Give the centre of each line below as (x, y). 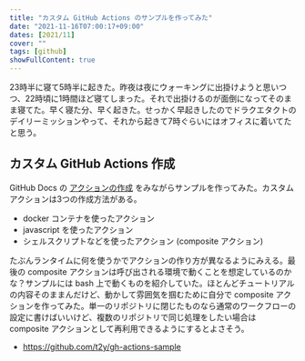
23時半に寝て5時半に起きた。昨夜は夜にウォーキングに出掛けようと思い (144, 87)
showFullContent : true (52, 60)
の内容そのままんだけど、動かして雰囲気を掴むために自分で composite (142, 294)
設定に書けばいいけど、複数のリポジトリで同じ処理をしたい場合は (133, 317)
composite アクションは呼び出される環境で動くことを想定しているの (155, 271)
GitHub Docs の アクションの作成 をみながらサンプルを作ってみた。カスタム (152, 187)
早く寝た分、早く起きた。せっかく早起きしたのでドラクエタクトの (173, 110)
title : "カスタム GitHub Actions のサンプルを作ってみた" (111, 18)
